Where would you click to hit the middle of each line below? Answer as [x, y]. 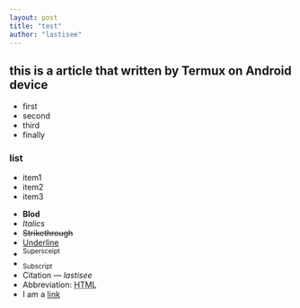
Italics [33, 224]
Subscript [37, 266]
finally [34, 135]
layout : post [34, 18]
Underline [40, 242]
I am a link [41, 294]
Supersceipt [41, 251]
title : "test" [36, 26]
